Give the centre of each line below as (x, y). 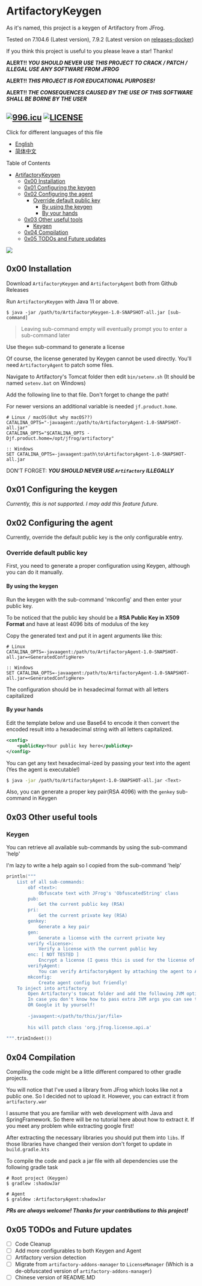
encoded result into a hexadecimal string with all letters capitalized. (90, 729)
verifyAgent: (44, 966)
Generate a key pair (64, 927)
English (24, 144)
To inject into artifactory (52, 988)
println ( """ (21, 876)
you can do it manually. (35, 572)
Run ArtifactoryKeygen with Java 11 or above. (63, 301)
